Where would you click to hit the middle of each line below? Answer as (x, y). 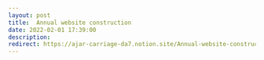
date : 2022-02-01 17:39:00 (52, 30)
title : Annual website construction (70, 23)
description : (29, 37)
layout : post (29, 15)
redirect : (24, 44)
